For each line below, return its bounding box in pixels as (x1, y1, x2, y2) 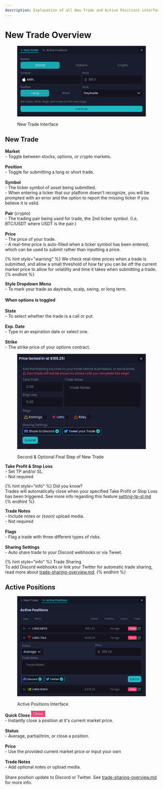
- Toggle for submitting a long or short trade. (5, 169, 95, 175)
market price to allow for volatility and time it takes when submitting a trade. (5, 266, 157, 272)
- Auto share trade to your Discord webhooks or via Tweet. (5, 549, 123, 555)
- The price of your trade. (5, 236, 56, 242)
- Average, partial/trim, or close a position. (5, 733, 90, 739)
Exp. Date (5, 323, 25, 329)
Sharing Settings (5, 544, 40, 550)
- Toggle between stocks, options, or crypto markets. (5, 153, 112, 159)
